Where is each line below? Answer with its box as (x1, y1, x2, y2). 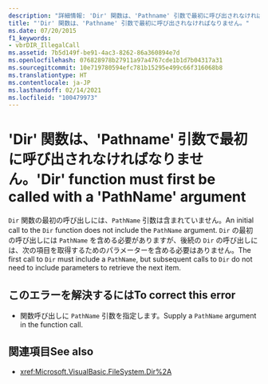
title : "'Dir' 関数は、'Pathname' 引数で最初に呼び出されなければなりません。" (8, 19, 250, 27)
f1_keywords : (8, 34, 52, 42)
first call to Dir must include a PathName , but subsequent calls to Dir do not (8, 254, 253, 264)
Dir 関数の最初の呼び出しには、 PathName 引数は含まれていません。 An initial (8, 215, 254, 225)
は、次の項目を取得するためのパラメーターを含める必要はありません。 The (8, 246, 251, 255)
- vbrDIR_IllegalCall (8, 42, 81, 50)
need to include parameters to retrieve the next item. (8, 263, 181, 273)
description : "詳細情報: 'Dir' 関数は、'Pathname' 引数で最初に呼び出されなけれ (8, 11, 257, 20)
